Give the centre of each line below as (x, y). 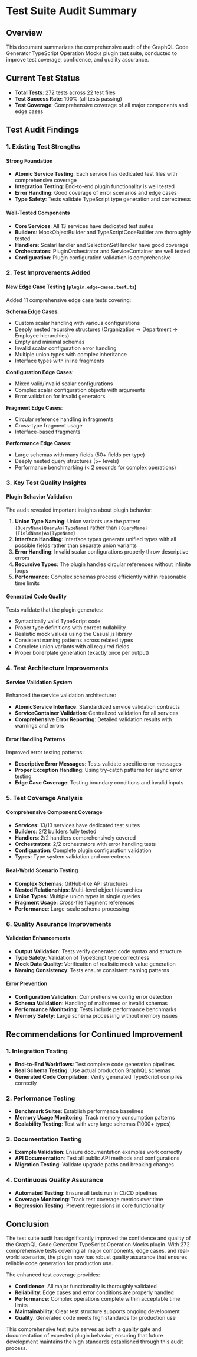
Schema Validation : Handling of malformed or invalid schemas (91, 1003)
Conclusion (28, 1224)
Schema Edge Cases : (33, 311)
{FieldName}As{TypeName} (45, 533)
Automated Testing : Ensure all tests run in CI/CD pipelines (86, 1193)
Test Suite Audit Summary (72, 11)
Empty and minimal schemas (50, 342)
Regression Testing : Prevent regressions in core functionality (90, 1205)
